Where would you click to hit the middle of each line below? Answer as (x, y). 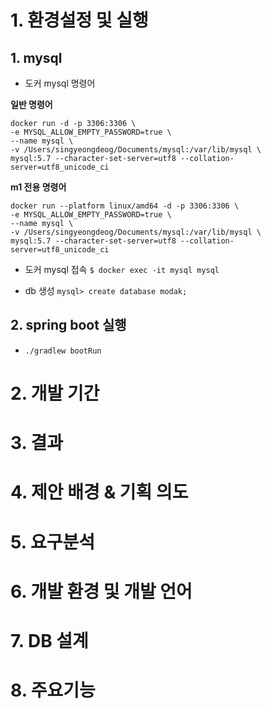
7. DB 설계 (49, 640)
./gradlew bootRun (63, 351)
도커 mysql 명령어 (60, 83)
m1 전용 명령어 (38, 187)
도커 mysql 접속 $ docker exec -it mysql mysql (122, 269)
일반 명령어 (31, 104)
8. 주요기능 (53, 690)
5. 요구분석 (52, 542)
